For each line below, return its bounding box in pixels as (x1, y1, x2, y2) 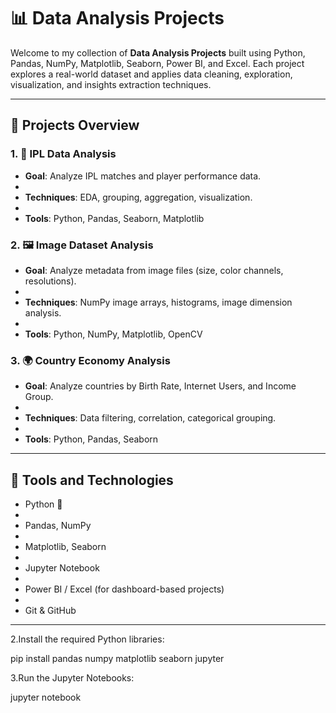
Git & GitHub (24, 605, 77, 617)
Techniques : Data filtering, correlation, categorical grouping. (24, 412, 277, 424)
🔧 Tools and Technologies (10, 471, 174, 489)
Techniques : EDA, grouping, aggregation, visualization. (24, 191, 253, 203)
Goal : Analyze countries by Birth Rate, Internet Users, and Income (24, 380, 297, 392)
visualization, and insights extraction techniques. (10, 78, 212, 90)
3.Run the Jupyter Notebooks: (10, 672, 135, 684)
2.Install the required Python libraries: (10, 633, 165, 645)
